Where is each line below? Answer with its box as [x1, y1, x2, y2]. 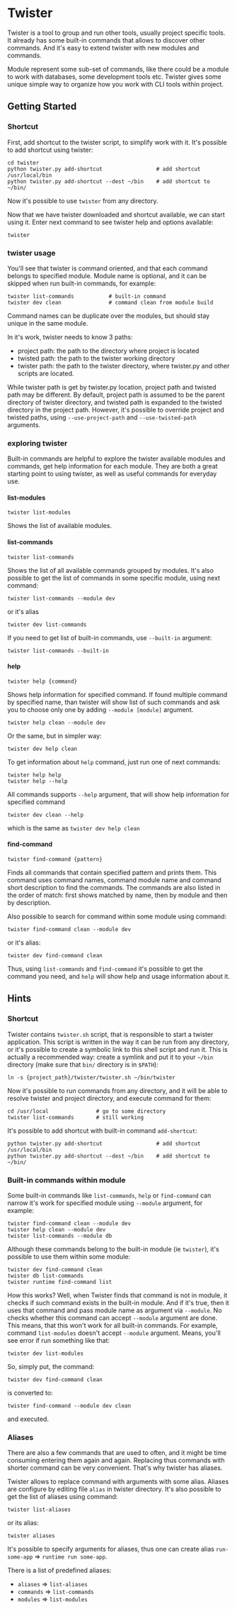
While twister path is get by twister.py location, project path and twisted [7, 383, 217, 391]
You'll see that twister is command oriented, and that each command [7, 264, 208, 273]
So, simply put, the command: [7, 1363, 95, 1371]
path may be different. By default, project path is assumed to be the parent [7, 390, 225, 399]
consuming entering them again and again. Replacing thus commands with [7, 1456, 225, 1465]
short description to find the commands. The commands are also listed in [7, 884, 221, 892]
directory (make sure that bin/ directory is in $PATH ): [7, 1060, 159, 1069]
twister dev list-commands [7, 621, 87, 628]
